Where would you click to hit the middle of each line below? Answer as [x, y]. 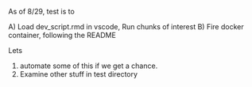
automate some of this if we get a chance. [89, 66]
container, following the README [62, 35]
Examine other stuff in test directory [78, 74]
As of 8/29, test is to [42, 11]
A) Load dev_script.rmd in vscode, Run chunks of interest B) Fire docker [126, 26]
